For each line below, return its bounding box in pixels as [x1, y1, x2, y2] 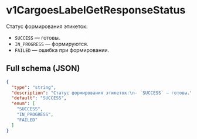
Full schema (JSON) [6, 64, 80, 74]
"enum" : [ [11, 100, 35, 107]
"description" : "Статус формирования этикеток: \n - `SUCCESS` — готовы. [11, 90, 191, 96]
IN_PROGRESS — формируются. [14, 40, 89, 47]
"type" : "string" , [11, 84, 57, 91]
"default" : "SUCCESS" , [11, 95, 67, 101]
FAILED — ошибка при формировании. [14, 46, 110, 53]
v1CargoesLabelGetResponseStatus [6, 4, 186, 17]
